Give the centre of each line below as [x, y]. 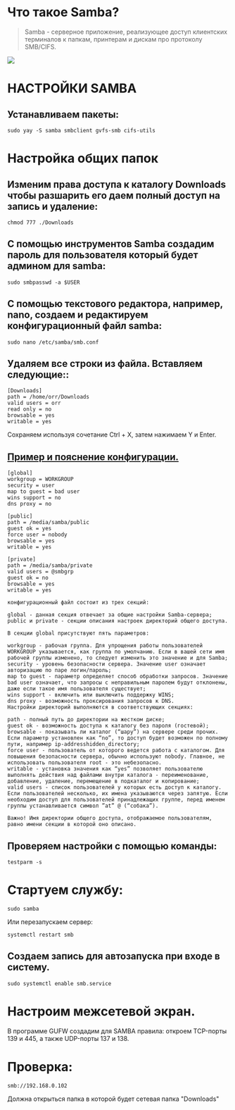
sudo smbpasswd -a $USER [44, 282]
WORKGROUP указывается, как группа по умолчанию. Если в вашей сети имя [116, 652]
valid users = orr [34, 403]
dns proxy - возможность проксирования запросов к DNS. [91, 701]
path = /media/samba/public [49, 523]
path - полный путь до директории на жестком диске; [86, 720]
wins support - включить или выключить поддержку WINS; [91, 695]
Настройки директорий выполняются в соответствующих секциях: [100, 707]
